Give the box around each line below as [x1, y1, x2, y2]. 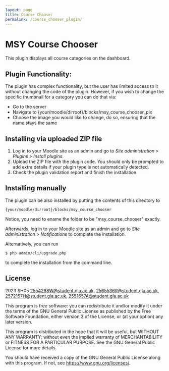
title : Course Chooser [5, 12, 53, 17]
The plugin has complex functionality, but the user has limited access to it [5, 83, 158, 89]
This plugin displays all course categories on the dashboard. [5, 55, 131, 61]
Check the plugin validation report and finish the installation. [12, 169, 138, 175]
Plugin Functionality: [5, 70, 72, 78]
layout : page [5, 7, 33, 13]
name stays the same [12, 120, 57, 126]
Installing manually [5, 184, 67, 192]
